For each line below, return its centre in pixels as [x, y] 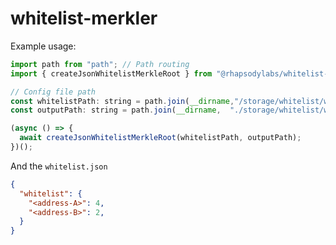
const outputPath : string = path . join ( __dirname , [116, 110]
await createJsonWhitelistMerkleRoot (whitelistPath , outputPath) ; [160, 138]
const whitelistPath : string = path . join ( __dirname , [122, 101]
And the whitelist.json [59, 166]
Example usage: [43, 46]
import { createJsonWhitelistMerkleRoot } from [111, 73]
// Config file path [53, 92]
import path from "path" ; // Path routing [100, 64]
